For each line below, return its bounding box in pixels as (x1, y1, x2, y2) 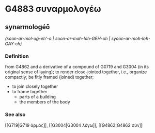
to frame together (12, 89, 47, 95)
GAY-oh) (5, 41, 22, 47)
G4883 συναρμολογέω (5, 3, 101, 15)
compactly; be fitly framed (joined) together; (5, 74, 94, 80)
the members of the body (19, 99, 70, 105)
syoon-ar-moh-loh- (111, 35, 151, 41)
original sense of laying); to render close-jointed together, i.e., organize (5, 69, 147, 75)
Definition (5, 52, 29, 59)
